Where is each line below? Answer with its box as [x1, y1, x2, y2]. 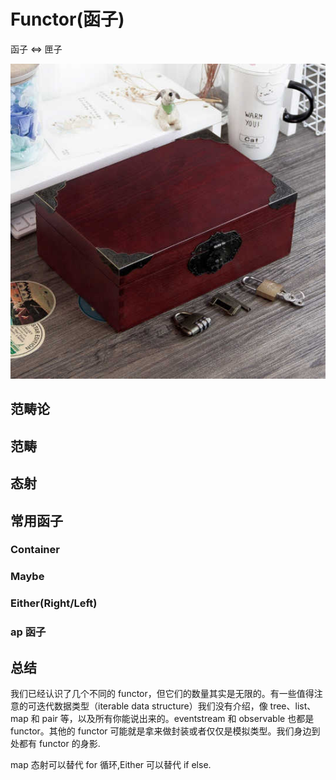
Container [10, 543, 60, 557]
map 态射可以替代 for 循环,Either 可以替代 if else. [10, 759, 212, 770]
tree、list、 [269, 700, 317, 712]
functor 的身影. [38, 738, 101, 749]
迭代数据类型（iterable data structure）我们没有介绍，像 [36, 700, 268, 712]
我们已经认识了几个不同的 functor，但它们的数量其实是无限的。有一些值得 [10, 688, 315, 699]
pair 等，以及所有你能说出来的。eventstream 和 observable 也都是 [41, 713, 315, 724]
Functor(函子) [10, 8, 125, 31]
